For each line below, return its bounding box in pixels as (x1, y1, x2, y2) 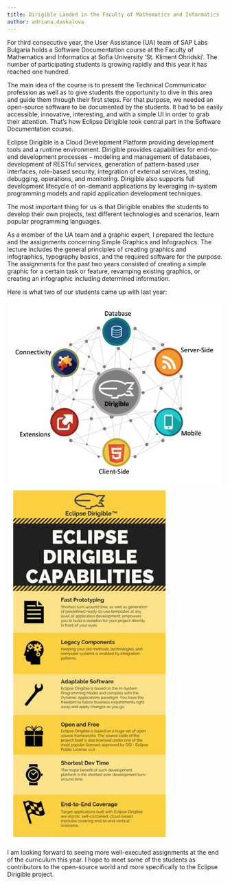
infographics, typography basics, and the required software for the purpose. (7, 252, 223, 261)
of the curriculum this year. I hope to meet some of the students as (7, 855, 196, 864)
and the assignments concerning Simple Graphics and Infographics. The (7, 237, 212, 246)
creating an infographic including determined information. (7, 274, 170, 282)
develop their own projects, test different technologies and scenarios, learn (7, 210, 220, 218)
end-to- (196, 145, 219, 153)
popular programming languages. (7, 217, 102, 225)
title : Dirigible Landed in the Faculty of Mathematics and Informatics (7, 11, 220, 18)
